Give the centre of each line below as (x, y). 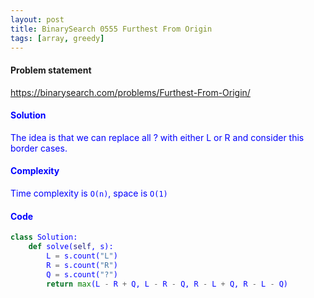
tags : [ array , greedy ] (57, 38)
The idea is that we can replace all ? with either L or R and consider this (157, 137)
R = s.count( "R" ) (82, 265)
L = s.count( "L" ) (82, 256)
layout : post (37, 19)
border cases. (39, 148)
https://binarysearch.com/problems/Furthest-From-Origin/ (130, 92)
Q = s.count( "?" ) (82, 274)
